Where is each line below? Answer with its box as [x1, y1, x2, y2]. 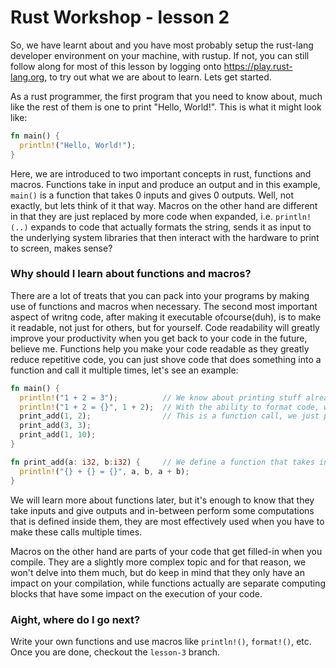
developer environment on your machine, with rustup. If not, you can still [10, 49, 310, 61]
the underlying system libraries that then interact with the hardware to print [10, 231, 320, 243]
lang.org [10, 71, 45, 83]
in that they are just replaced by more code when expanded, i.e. [10, 210, 273, 222]
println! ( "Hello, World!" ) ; [19, 140, 137, 150]
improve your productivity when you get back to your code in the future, [10, 332, 308, 344]
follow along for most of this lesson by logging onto [10, 60, 222, 72]
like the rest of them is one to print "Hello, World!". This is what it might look [10, 101, 322, 113]
